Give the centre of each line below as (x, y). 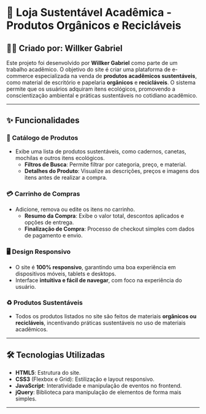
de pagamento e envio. (53, 235)
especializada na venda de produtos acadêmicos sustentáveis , (116, 76)
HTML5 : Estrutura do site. (48, 373)
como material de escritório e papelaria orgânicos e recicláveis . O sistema (101, 82)
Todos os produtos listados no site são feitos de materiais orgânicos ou (106, 316)
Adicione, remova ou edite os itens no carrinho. (75, 209)
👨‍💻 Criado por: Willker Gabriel (64, 48)
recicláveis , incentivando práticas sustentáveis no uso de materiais (100, 323)
